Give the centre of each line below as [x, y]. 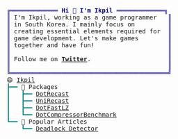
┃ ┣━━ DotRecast [38, 94]
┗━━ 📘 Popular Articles [47, 122]
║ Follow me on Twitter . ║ [89, 59]
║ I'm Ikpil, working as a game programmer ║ [89, 17]
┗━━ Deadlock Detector [60, 129]
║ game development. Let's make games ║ [89, 38]
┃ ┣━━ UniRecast [38, 101]
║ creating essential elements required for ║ [89, 31]
